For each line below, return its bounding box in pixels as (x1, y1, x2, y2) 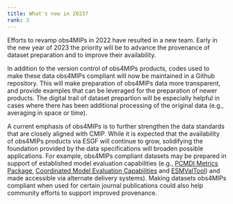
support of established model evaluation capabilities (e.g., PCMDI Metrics (7, 159, 218, 167)
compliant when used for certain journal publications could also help (7, 181, 204, 189)
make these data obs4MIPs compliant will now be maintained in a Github (7, 71, 216, 80)
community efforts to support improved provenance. (7, 189, 158, 197)
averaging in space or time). (7, 109, 88, 117)
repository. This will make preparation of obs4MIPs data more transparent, (7, 79, 221, 87)
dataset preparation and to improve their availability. (7, 50, 156, 59)
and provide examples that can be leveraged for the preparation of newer (7, 86, 218, 95)
